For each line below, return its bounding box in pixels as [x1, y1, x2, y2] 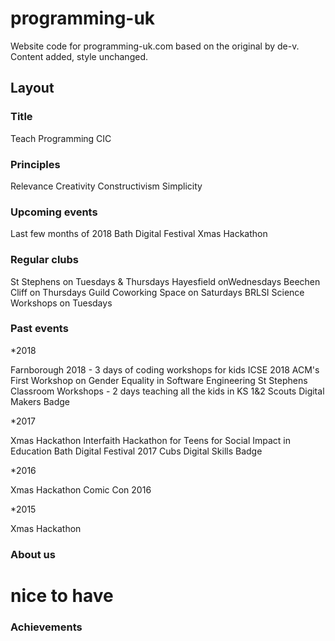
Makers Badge [10, 395, 70, 407]
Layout [10, 80, 55, 97]
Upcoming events [10, 205, 98, 219]
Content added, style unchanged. [10, 50, 148, 62]
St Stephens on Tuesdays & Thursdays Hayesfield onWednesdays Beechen [10, 275, 321, 287]
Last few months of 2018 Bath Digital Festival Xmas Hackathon [10, 228, 268, 240]
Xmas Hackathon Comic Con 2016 [10, 483, 152, 496]
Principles [10, 157, 61, 171]
